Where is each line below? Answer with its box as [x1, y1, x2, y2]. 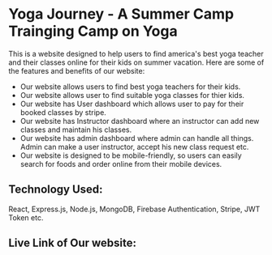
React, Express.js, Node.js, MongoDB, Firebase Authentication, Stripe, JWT [8, 204, 261, 214]
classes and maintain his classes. [19, 125, 132, 134]
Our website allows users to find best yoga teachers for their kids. [19, 82, 241, 91]
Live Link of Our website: [8, 236, 136, 250]
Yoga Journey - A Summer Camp [8, 5, 234, 23]
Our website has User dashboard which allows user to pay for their [19, 99, 244, 108]
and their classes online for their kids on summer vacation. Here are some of [8, 57, 265, 67]
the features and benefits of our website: [8, 66, 145, 75]
